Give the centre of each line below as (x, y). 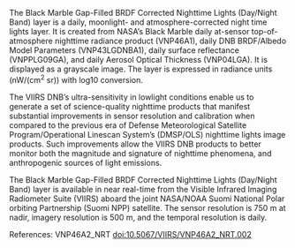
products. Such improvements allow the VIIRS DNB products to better (136, 144)
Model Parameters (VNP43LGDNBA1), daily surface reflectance (125, 50)
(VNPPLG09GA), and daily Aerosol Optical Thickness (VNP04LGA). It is (138, 60)
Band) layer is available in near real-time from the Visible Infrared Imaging (143, 189)
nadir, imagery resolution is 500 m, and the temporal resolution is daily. (138, 217)
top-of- (265, 31)
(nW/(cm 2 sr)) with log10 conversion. (76, 79)
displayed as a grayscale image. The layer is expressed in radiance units (141, 69)
